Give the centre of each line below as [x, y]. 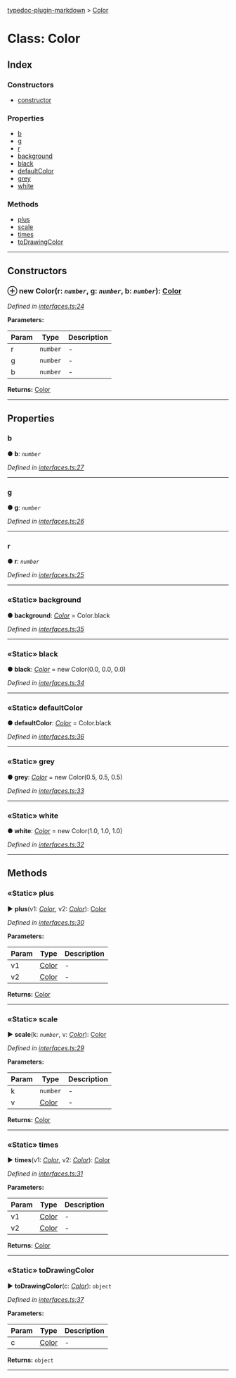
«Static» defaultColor [45, 708]
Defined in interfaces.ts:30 [46, 922]
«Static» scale [33, 1019]
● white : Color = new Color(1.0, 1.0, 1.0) [65, 830]
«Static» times [33, 1145]
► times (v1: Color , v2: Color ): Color [59, 1160]
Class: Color [44, 39]
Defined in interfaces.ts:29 [46, 1048]
